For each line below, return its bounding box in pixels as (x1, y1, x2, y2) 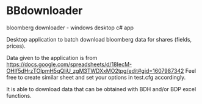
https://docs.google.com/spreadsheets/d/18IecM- (6, 61, 132, 68)
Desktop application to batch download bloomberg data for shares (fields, (6, 35, 192, 43)
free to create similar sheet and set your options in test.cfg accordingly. (6, 73, 186, 81)
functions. (6, 92, 32, 99)
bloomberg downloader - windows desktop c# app (6, 24, 134, 31)
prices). (6, 42, 26, 50)
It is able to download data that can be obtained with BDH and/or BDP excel (6, 85, 197, 92)
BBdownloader (6, 4, 83, 18)
